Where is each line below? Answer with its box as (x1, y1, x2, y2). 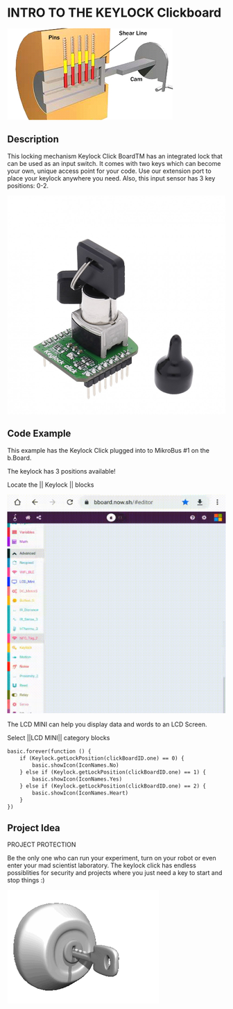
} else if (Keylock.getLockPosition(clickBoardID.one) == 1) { (19, 769, 207, 776)
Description (7, 133, 59, 145)
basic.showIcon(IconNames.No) (32, 762, 119, 769)
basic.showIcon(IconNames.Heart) (32, 790, 129, 797)
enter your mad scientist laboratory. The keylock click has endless (7, 861, 196, 869)
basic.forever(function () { (7, 748, 92, 755)
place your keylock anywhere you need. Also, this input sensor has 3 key (7, 174, 216, 182)
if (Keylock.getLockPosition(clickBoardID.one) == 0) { (19, 755, 185, 762)
